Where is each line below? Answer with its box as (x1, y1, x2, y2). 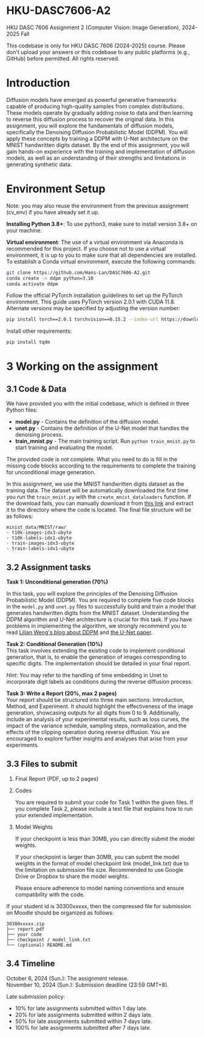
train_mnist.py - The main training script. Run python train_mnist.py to (15, 438, 195, 445)
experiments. (6, 741, 39, 749)
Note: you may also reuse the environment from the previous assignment (6, 202, 189, 209)
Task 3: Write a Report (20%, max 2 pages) (6, 690, 117, 697)
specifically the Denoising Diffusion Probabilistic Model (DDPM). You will (6, 128, 188, 135)
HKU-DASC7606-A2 (6, 4, 111, 18)
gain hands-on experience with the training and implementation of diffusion (6, 148, 195, 155)
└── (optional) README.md (6, 942, 72, 948)
